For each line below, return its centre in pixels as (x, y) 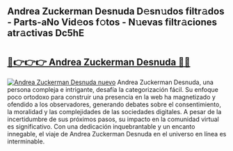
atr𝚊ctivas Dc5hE (46, 33)
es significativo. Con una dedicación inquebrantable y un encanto (101, 127)
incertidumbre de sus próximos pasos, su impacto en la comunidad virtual (113, 119)
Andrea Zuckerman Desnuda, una (166, 82)
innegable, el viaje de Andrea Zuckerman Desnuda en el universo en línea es (117, 134)
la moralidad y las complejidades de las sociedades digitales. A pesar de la (114, 112)
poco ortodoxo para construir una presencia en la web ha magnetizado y (111, 97)
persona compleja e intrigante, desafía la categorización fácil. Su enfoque (113, 89)
